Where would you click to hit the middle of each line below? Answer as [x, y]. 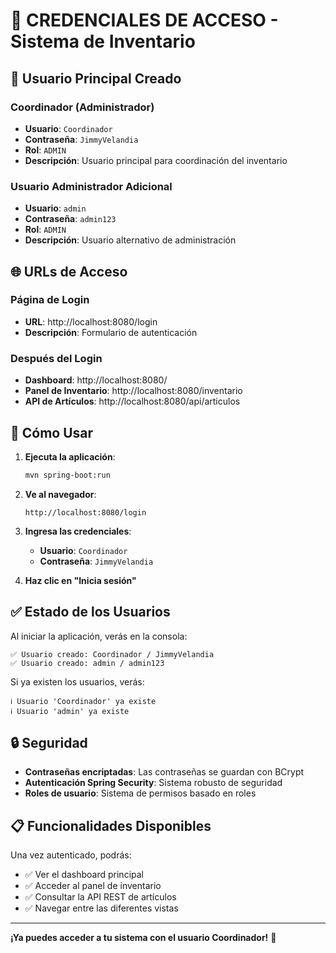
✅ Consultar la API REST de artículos [100, 897]
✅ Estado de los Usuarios [90, 612]
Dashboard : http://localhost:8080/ [96, 380]
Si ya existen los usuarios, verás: [77, 681]
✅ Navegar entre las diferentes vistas [101, 908]
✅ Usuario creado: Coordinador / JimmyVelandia [112, 654]
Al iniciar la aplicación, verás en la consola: [99, 636]
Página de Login [50, 300]
